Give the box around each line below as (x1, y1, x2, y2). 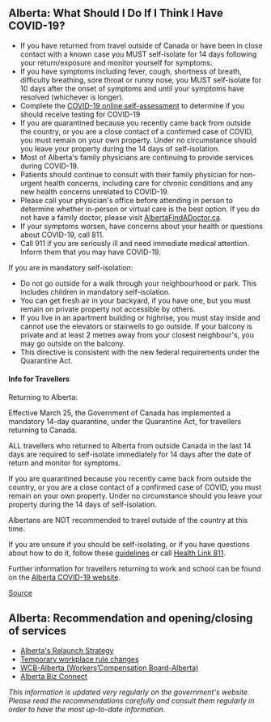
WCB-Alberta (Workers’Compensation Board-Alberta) (19, 663, 199, 673)
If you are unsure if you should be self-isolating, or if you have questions (8, 540, 250, 550)
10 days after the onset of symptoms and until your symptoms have (19, 83, 244, 93)
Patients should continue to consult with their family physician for (19, 169, 239, 179)
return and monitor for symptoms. (8, 458, 121, 468)
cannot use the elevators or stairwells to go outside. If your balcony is (19, 321, 252, 331)
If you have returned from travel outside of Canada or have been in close (19, 40, 263, 50)
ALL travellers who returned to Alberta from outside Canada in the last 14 (8, 441, 252, 451)
